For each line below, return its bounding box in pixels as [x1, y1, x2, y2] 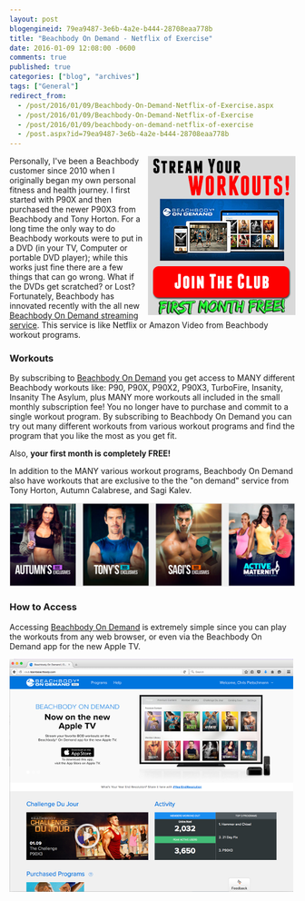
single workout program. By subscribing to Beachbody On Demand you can [9, 411, 292, 422]
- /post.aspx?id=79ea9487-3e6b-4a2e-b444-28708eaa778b [17, 130, 230, 139]
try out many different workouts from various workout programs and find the [9, 421, 295, 431]
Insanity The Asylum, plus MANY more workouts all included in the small [9, 391, 280, 403]
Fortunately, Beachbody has [9, 291, 115, 302]
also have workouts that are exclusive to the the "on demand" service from [9, 475, 290, 486]
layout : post [9, 15, 59, 24]
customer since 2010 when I [9, 165, 115, 176]
